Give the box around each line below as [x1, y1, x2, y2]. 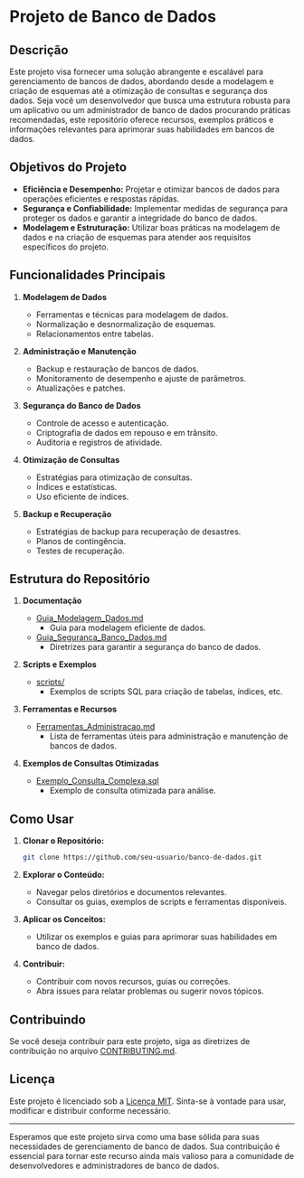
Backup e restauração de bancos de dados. [35, 363, 199, 374]
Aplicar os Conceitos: [22, 914, 107, 925]
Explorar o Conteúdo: [22, 870, 105, 881]
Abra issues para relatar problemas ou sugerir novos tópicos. [35, 985, 264, 996]
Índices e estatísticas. [35, 481, 118, 492]
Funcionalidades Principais [9, 268, 166, 283]
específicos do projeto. [22, 241, 109, 252]
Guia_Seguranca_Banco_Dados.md [35, 632, 167, 643]
